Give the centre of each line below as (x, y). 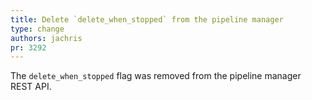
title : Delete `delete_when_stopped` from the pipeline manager (147, 19)
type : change (37, 29)
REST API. (31, 87)
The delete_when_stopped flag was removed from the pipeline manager (156, 76)
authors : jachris (46, 38)
